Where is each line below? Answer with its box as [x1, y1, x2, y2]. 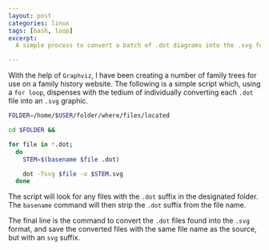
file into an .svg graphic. [8, 96, 89, 106]
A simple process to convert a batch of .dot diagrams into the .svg [15, 42, 252, 50]
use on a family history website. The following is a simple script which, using [8, 79, 261, 89]
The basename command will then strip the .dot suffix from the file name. [8, 200, 247, 210]
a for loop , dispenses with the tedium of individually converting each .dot [8, 87, 254, 97]
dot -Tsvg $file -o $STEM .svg [22, 170, 124, 178]
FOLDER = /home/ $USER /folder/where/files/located [8, 111, 171, 120]
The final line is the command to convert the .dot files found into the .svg [8, 216, 251, 225]
